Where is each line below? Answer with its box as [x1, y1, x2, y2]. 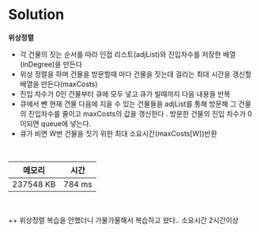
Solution [8, 6, 65, 24]
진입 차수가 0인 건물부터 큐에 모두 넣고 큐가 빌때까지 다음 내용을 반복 [19, 89, 231, 98]
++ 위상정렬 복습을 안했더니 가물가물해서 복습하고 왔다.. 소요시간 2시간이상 [8, 215, 239, 225]
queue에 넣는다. [40, 119, 92, 128]
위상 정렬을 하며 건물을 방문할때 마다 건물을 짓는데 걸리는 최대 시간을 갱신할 [19, 69, 252, 78]
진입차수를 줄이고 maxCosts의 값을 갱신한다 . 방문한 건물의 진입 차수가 [28, 108, 247, 118]
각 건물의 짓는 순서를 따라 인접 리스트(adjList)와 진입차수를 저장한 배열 [19, 49, 236, 59]
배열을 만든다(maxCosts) [19, 79, 98, 89]
